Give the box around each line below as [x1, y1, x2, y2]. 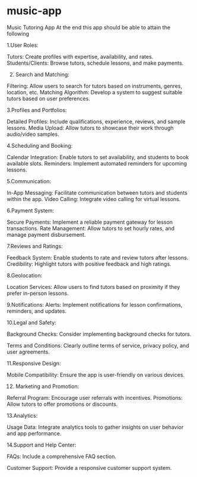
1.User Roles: [7, 42, 39, 49]
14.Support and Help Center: [7, 441, 77, 449]
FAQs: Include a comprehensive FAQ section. [7, 453, 117, 460]
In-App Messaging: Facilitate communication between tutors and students [7, 189, 188, 196]
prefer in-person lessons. [7, 290, 69, 297]
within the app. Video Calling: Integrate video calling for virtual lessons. [7, 195, 181, 202]
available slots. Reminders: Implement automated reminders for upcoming [7, 160, 188, 167]
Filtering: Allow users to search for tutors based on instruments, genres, [7, 82, 183, 90]
